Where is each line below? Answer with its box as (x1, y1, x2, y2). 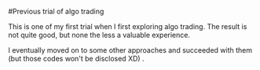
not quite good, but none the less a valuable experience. (8, 31, 191, 39)
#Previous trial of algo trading (8, 7, 104, 16)
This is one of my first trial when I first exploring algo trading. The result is (8, 22, 247, 31)
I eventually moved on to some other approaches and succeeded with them (8, 46, 253, 54)
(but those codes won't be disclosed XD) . (8, 54, 145, 63)
